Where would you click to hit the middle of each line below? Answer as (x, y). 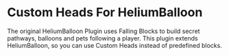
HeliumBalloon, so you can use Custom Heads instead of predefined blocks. (115, 45)
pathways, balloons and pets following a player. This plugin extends (103, 38)
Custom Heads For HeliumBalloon (105, 12)
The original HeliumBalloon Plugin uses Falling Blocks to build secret (104, 31)
